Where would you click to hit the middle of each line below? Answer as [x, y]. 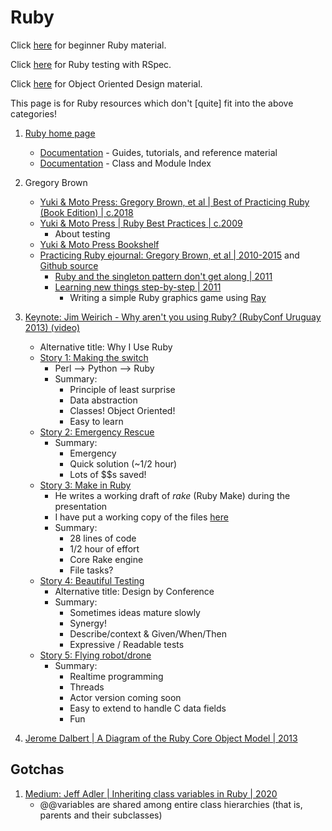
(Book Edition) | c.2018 [86, 212]
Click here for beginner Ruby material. [88, 45]
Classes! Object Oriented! [122, 410]
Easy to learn [96, 421]
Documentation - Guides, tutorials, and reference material [158, 152]
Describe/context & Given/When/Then [148, 633]
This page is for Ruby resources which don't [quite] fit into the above [152, 103]
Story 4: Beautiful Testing [92, 580]
